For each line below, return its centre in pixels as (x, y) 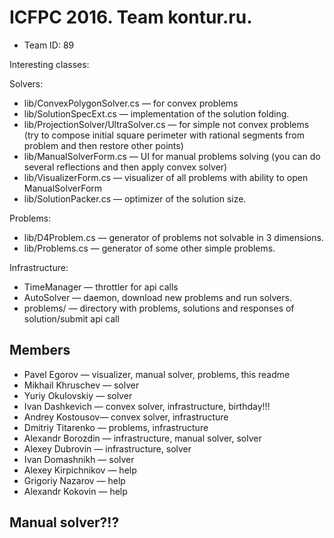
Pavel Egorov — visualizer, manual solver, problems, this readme (157, 374)
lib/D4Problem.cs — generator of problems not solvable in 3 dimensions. (173, 237)
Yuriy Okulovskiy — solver (78, 395)
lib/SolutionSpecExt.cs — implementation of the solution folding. (156, 113)
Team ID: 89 (49, 45)
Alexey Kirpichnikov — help (80, 470)
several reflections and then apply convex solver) (125, 167)
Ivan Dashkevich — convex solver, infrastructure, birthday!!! (147, 406)
